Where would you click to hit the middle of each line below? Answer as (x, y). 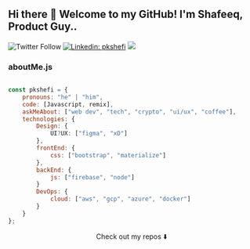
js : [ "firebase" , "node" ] (92, 177)
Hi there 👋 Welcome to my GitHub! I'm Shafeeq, (125, 14)
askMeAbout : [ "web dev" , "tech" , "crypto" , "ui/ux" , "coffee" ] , (129, 112)
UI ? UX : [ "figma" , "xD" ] (89, 134)
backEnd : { (54, 170)
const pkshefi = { (38, 90)
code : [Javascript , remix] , (68, 104)
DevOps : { (52, 192)
